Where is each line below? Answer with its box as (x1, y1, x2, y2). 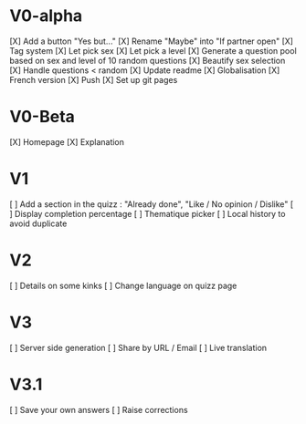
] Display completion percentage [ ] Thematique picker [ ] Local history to (9, 208, 286, 219)
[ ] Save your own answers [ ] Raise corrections (9, 404, 189, 415)
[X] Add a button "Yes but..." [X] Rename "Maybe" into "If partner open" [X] (9, 36, 294, 47)
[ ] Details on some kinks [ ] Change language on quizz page (9, 280, 237, 291)
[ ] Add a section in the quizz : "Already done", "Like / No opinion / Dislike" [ (9, 198, 294, 210)
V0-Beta (9, 107, 76, 128)
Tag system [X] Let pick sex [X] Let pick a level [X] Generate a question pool (9, 45, 297, 56)
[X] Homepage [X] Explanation (9, 136, 125, 147)
